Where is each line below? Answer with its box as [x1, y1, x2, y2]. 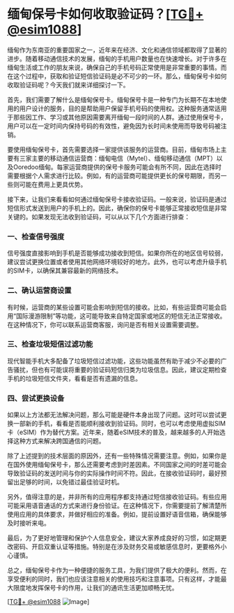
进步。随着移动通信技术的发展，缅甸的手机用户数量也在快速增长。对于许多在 [7, 54, 227, 63]
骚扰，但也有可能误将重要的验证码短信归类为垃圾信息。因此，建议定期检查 [13, 365, 227, 374]
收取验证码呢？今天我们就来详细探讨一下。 [7, 80, 130, 89]
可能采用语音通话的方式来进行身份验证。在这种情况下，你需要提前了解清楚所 [7, 501, 227, 510]
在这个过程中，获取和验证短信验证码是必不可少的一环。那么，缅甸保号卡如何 [7, 71, 227, 80]
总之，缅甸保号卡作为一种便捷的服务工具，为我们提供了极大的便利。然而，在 [7, 566, 227, 575]
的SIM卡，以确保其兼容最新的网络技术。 [7, 266, 123, 275]
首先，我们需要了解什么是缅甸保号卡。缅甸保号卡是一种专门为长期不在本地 [7, 95, 221, 103]
